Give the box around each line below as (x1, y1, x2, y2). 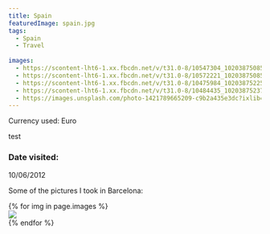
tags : (8, 27, 27, 35)
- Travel (15, 42, 45, 50)
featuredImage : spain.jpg (8, 19, 95, 27)
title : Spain (8, 11, 52, 20)
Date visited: (8, 152, 59, 163)
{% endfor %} (8, 218, 55, 228)
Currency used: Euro (8, 116, 77, 125)
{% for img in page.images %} (8, 201, 108, 211)
